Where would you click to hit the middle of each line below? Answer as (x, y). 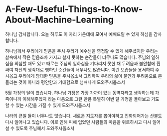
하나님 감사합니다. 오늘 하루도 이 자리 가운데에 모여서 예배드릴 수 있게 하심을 (79, 34)
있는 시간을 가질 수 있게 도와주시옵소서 (53, 105)
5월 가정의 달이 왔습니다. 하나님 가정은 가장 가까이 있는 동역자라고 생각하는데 (80, 93)
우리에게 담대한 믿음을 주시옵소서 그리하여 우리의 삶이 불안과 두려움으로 (87, 76)
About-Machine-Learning (59, 20)
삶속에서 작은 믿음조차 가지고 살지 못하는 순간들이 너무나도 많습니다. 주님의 (78, 57)
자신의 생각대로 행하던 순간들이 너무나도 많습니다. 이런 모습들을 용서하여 (84, 69)
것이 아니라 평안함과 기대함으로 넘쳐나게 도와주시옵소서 (72, 82)
